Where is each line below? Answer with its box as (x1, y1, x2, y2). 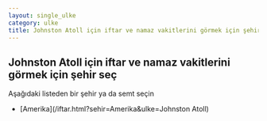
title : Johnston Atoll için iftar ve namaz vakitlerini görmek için (8, 26, 240, 34)
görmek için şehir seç (8, 68, 118, 81)
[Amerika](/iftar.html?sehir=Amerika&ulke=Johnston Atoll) (19, 104, 209, 114)
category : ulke (8, 19, 59, 27)
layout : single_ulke (8, 11, 77, 20)
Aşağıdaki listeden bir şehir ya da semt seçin (8, 89, 155, 99)
